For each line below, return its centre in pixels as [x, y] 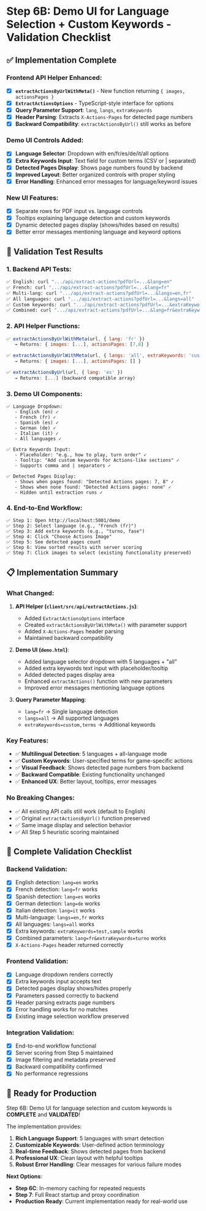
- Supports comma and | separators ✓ [63, 466]
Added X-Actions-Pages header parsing [74, 631]
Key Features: [28, 741]
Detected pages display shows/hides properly [73, 988]
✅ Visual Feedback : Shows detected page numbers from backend [99, 768]
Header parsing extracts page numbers [65, 1002]
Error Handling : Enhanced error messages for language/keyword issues [106, 181]
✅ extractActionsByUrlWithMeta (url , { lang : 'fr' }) [76, 339]
